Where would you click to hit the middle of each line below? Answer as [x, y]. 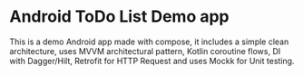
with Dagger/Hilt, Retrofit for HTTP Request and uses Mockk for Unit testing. [152, 61]
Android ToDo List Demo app [119, 17]
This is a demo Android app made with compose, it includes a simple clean [149, 42]
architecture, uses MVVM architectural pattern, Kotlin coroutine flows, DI [145, 51]
